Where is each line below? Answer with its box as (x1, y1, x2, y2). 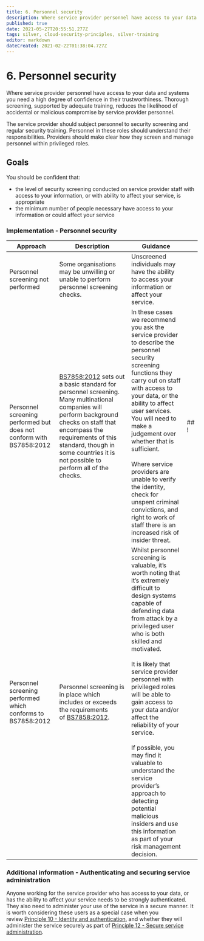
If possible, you (131, 743, 175, 752)
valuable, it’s (131, 561, 167, 569)
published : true (6, 20, 47, 26)
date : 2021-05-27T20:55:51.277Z (6, 26, 88, 32)
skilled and (131, 637, 162, 645)
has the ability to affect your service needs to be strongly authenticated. (6, 896, 187, 903)
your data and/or (131, 705, 179, 714)
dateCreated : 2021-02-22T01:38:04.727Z (6, 43, 107, 49)
